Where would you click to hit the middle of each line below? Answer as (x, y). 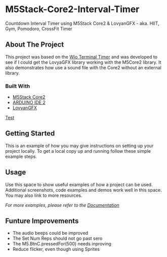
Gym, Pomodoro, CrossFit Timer (39, 28)
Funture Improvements (42, 221)
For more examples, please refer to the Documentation (62, 205)
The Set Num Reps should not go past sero (57, 238)
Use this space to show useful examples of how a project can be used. (79, 184)
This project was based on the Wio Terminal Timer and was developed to (81, 57)
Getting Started (30, 133)
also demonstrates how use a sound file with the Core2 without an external (83, 67)
